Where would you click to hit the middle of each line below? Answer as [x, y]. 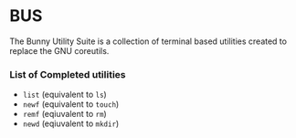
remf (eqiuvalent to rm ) [64, 114]
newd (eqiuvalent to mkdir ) [71, 123]
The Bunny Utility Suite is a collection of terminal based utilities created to [148, 41]
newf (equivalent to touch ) [71, 104]
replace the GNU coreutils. [59, 50]
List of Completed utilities [68, 74]
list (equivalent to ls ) [64, 95]
